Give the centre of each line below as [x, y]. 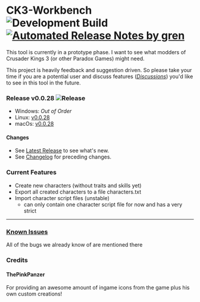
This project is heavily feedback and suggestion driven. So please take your [99, 70]
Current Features [32, 172]
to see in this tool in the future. [44, 82]
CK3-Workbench [49, 10]
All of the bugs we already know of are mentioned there [74, 245]
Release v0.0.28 [30, 98]
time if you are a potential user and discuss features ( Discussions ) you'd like [100, 76]
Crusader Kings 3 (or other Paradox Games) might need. [75, 58]
